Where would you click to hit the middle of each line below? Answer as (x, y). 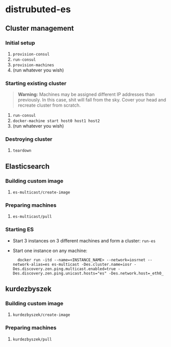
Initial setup (20, 43)
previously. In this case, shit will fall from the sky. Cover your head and (92, 100)
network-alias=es (31, 264)
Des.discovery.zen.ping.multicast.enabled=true (64, 269)
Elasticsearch (28, 166)
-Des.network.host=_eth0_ (137, 273)
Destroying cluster (29, 139)
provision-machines (33, 65)
